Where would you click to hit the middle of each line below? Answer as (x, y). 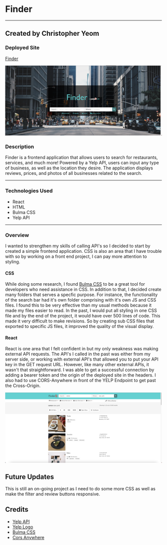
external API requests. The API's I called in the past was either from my (78, 354)
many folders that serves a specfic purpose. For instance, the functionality (82, 295)
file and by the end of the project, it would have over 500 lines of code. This (83, 316)
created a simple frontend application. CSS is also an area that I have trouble (83, 251)
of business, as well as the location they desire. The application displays (79, 168)
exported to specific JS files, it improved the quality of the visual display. (80, 326)
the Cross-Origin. (23, 386)
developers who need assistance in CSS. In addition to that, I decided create (83, 290)
